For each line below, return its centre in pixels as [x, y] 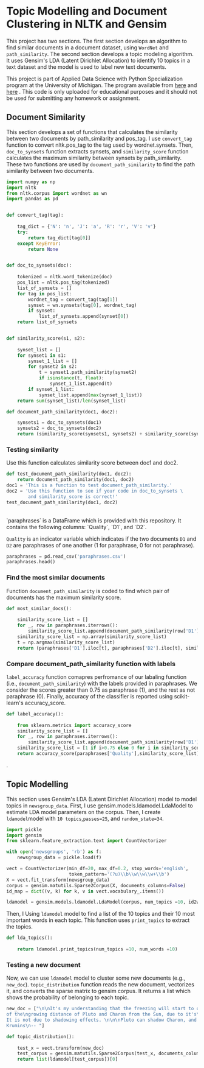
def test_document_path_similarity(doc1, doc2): [69, 474]
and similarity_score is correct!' [73, 497]
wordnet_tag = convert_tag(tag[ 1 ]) [73, 300]
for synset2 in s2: [53, 367]
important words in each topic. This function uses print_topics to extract [98, 920]
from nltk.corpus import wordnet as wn [57, 193]
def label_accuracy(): [35, 714]
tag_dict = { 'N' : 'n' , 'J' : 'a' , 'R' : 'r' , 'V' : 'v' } [87, 227]
